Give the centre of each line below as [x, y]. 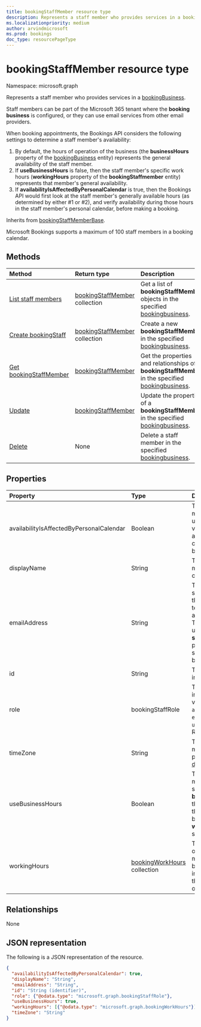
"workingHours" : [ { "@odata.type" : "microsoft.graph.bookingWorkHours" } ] [104, 1007]
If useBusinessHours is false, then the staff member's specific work [99, 170]
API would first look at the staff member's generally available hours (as [102, 196]
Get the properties [166, 356]
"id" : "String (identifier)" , [49, 990]
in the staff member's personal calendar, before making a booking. [97, 208]
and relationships [165, 363]
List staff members [36, 299]
